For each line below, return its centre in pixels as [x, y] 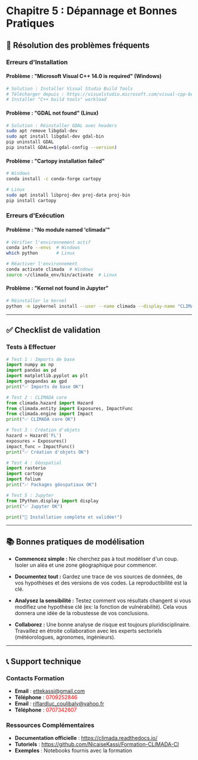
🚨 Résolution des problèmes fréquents [78, 45]
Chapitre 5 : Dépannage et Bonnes [92, 11]
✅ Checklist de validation [53, 330]
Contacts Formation [35, 678]
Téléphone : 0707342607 [46, 710]
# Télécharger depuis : [35, 94]
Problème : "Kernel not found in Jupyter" [57, 288]
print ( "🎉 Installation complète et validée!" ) [64, 517]
